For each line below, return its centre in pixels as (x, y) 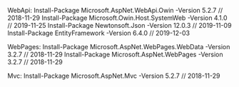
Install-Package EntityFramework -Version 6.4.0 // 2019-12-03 (99, 33)
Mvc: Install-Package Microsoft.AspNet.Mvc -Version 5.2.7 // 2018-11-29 (114, 76)
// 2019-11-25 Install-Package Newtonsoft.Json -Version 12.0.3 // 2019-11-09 (119, 25)
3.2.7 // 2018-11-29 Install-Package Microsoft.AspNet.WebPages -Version (115, 54)
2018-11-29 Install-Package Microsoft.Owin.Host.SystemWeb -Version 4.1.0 (117, 18)
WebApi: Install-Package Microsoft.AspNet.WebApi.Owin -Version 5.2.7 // (115, 10)
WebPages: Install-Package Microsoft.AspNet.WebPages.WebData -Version (119, 47)
